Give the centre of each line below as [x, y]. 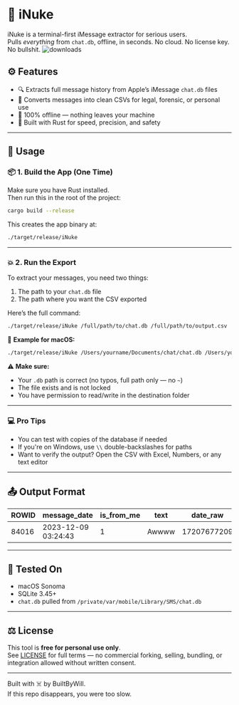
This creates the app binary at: [52, 224]
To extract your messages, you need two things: [78, 278]
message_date [68, 516]
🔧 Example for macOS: [41, 340]
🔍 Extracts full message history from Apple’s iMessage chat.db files [118, 89]
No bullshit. [24, 49]
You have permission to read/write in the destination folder [103, 395]
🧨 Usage [26, 151]
